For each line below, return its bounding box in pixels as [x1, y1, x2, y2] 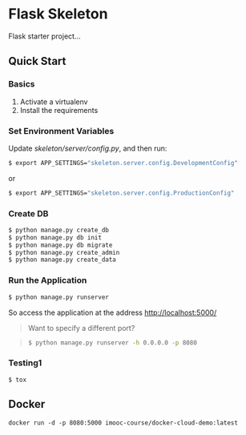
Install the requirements [19, 105, 99, 115]
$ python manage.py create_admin [8, 248, 120, 256]
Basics [8, 79, 35, 90]
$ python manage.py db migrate [8, 241, 113, 249]
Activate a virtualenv [19, 97, 88, 107]
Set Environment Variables [8, 125, 115, 136]
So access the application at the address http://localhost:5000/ [8, 308, 217, 317]
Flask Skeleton [8, 5, 108, 23]
